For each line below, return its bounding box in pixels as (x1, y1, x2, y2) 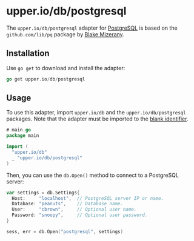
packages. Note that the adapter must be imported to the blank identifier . (6, 115, 189, 122)
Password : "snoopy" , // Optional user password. (12, 212, 148, 219)
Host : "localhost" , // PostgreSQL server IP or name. (12, 195, 164, 201)
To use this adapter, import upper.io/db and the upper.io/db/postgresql (6, 109, 186, 116)
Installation (6, 48, 50, 59)
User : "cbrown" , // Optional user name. (12, 206, 137, 213)
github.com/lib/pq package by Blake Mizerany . (6, 30, 124, 38)
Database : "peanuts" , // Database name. (12, 201, 123, 207)
